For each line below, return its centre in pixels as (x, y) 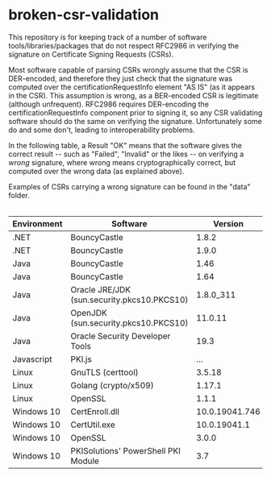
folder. (19, 195)
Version (229, 223)
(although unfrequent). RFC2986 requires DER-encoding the (109, 104)
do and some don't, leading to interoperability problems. (102, 130)
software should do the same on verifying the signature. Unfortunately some (135, 121)
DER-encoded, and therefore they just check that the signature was (120, 78)
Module (85, 461)
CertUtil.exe (93, 425)
